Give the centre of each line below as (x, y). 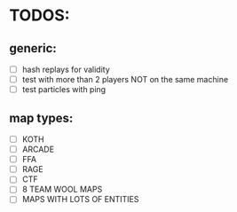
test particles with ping (64, 90)
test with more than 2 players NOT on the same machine (125, 80)
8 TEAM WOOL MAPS (62, 189)
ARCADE (38, 149)
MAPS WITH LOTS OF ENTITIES (80, 200)
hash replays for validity (66, 69)
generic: (33, 48)
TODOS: (39, 16)
